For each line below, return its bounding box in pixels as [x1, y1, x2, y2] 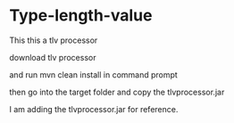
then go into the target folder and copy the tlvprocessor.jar [9, 86, 225, 97]
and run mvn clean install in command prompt [9, 69, 179, 80]
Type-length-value [9, 5, 153, 26]
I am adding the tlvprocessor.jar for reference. [9, 103, 179, 114]
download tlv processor [9, 52, 96, 62]
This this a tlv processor [9, 35, 98, 45]
